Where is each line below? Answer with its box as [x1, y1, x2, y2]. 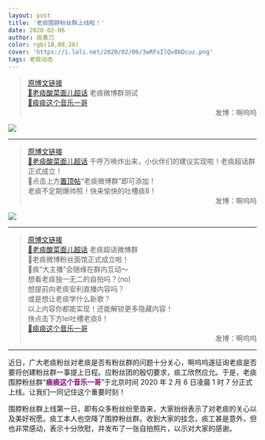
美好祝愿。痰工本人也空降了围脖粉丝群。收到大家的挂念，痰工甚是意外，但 [14, 413, 257, 423]
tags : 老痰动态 [8, 56, 54, 64]
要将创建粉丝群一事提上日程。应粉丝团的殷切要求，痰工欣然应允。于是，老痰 [8, 367, 257, 377]
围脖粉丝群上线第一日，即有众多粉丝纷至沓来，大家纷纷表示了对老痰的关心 [8, 404, 250, 413]
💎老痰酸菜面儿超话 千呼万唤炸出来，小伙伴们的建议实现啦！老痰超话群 [27, 156, 256, 166]
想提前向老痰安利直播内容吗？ [27, 284, 125, 293]
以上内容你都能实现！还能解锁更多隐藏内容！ [27, 304, 174, 313]
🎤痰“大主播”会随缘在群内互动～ [27, 264, 129, 274]
